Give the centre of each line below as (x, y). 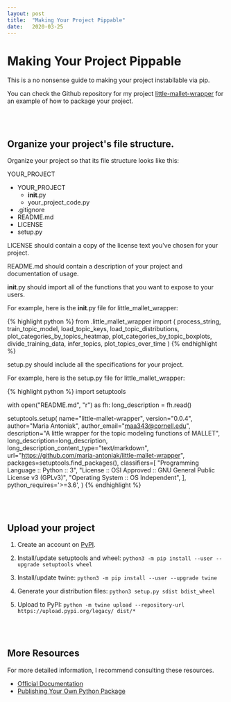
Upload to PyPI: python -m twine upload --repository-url (101, 604)
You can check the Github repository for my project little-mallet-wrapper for (115, 94)
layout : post (26, 14)
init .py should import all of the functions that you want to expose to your (110, 287)
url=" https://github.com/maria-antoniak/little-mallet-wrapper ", (96, 456)
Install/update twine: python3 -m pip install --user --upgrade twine (117, 577)
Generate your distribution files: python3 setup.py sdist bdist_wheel (116, 591)
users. (16, 295)
